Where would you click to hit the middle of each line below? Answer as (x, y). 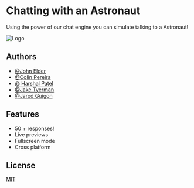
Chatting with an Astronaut (73, 11)
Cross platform (33, 147)
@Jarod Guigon (33, 95)
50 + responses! (34, 128)
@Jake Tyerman (34, 90)
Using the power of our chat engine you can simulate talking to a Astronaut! (97, 27)
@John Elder (30, 71)
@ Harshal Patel (34, 83)
